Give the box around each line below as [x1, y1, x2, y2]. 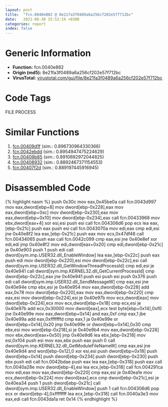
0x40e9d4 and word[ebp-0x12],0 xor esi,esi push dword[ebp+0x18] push [5, 348, 157, 354]
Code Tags [5, 92, 51, 104]
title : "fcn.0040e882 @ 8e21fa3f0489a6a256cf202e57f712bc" [5, 12, 134, 17]
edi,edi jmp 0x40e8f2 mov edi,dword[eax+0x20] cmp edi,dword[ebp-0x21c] [5, 241, 163, 247]
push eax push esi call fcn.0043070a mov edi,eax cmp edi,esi [32, 225, 159, 231]
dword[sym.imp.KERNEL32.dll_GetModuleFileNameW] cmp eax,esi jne [5, 342, 150, 349]
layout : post [5, 7, 33, 13]
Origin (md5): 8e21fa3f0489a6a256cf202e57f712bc [12, 70, 121, 76]
